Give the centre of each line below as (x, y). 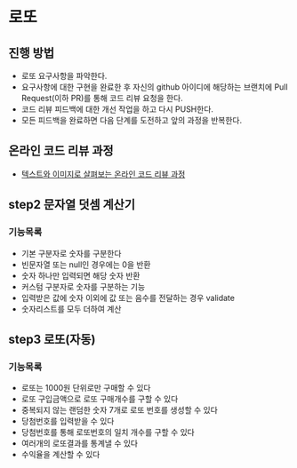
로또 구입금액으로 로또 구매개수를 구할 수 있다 (100, 399)
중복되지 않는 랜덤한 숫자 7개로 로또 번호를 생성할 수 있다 (120, 410)
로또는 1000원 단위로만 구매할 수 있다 (86, 388)
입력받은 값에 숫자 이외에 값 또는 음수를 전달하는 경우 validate (128, 297)
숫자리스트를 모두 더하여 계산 (71, 309)
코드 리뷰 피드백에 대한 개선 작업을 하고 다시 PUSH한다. (117, 109)
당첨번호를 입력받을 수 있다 (68, 421)
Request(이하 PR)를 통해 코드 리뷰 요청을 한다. (102, 98)
